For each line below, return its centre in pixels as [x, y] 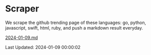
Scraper [22, 9]
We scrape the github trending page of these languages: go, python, [76, 22]
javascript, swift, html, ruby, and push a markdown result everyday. [74, 27]
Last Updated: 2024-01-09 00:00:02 [43, 47]
